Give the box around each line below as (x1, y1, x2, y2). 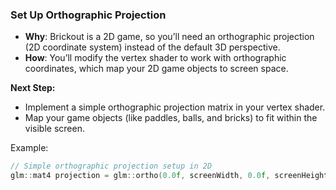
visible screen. (24, 123, 85, 135)
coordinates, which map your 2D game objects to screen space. (24, 63, 289, 75)
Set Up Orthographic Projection (10, 8, 167, 22)
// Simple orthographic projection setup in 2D (10, 161, 213, 172)
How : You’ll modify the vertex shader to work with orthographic (24, 52, 287, 64)
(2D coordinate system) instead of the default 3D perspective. (24, 41, 281, 53)
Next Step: (10, 82, 56, 94)
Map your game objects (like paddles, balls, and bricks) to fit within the (24, 112, 318, 124)
